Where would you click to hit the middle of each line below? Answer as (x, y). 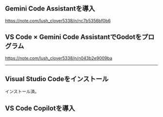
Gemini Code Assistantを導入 (50, 9)
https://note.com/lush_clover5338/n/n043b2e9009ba (59, 58)
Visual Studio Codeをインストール (57, 79)
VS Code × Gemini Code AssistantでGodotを (73, 37)
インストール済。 (22, 91)
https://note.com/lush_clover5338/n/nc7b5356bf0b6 (58, 20)
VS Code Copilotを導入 (40, 108)
